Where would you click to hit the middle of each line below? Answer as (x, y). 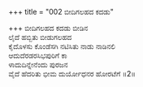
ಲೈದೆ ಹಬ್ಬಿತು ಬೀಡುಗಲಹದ (40, 37)
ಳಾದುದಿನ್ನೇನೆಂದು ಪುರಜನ (38, 65)
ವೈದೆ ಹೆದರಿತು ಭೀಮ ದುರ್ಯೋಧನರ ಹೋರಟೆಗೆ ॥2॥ (72, 74)
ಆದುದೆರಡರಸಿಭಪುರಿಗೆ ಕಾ (38, 55)
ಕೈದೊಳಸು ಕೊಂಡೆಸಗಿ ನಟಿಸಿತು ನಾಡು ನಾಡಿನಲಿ (62, 46)
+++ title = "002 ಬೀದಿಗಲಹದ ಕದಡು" (61, 12)
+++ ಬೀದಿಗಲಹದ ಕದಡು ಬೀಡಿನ (48, 28)
